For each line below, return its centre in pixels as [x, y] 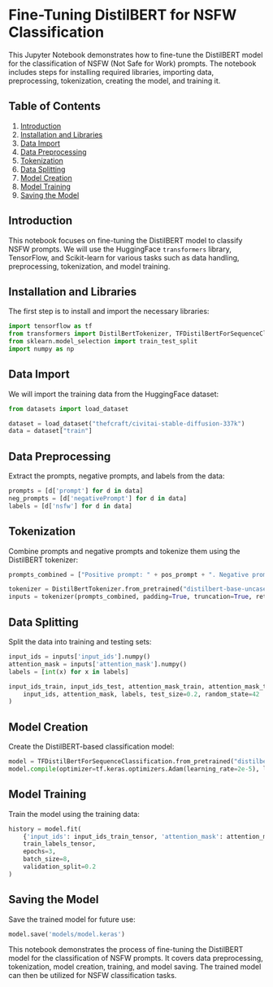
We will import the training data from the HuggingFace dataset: [114, 394]
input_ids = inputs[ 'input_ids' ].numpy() [80, 657]
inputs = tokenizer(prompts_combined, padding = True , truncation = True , [130, 597]
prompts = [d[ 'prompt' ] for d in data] [76, 491]
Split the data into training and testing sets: [80, 642]
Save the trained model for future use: [72, 919]
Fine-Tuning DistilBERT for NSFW [123, 15]
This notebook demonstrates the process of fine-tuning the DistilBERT [126, 950]
